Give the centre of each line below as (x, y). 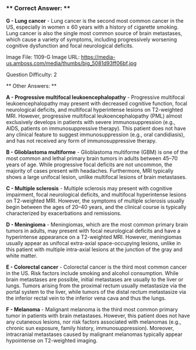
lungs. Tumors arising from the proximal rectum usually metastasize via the (96, 286)
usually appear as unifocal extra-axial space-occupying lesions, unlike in (93, 243)
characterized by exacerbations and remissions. (64, 213)
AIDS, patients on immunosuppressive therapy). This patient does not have (96, 128)
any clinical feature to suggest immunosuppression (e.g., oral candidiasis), (95, 135)
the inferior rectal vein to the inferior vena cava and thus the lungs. (86, 298)
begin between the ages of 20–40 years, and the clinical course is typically (96, 207)
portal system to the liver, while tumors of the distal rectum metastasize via (96, 292)
